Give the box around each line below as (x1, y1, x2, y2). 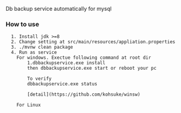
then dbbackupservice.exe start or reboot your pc (27, 66, 157, 72)
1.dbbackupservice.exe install (27, 60, 106, 66)
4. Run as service (11, 49, 58, 56)
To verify (27, 76, 52, 82)
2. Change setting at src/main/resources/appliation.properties (11, 39, 176, 45)
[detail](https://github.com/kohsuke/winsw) (27, 91, 141, 98)
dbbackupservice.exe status (27, 81, 97, 87)
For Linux (16, 102, 41, 108)
